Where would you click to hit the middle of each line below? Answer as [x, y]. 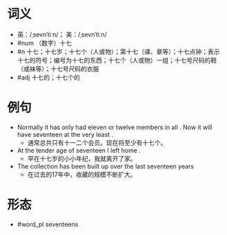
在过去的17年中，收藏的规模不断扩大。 [82, 174]
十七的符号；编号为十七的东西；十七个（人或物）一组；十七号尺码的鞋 [117, 60]
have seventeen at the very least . [65, 134]
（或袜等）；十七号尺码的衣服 [58, 69]
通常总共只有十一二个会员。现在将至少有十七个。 [97, 142]
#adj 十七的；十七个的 [49, 77]
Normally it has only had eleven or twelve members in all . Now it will [115, 127]
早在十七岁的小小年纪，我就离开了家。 [82, 158]
